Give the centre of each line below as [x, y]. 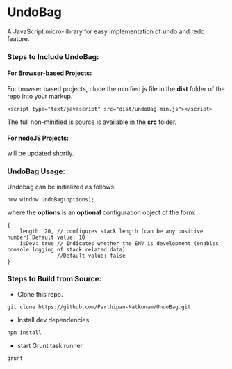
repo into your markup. [40, 96]
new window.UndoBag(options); [51, 199]
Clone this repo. [40, 294]
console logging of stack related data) [67, 249]
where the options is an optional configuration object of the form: [101, 212]
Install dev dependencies [53, 320]
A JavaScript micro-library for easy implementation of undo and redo [106, 31]
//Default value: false [91, 256]
